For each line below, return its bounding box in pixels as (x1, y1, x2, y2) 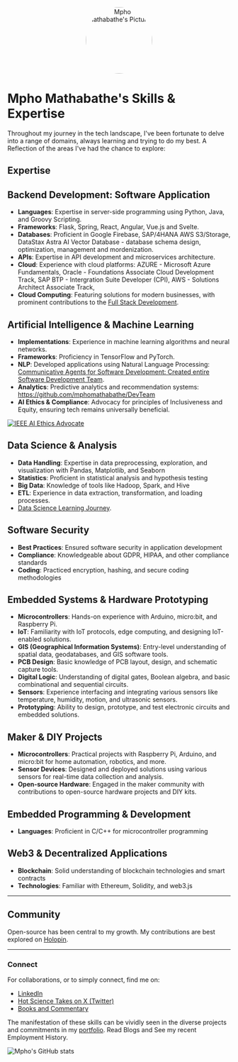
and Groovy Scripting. (17, 215, 82, 223)
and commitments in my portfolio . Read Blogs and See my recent (7, 1025, 197, 1034)
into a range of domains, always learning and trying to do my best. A (7, 136, 207, 145)
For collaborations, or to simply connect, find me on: (7, 975, 160, 984)
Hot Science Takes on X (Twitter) (17, 997, 115, 1005)
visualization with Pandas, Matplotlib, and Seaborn (17, 465, 165, 475)
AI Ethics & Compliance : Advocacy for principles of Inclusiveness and (17, 397, 223, 406)
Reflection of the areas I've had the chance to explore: (7, 144, 166, 153)
